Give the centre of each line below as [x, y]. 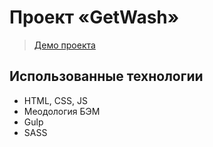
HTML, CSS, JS [55, 100]
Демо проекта [64, 45]
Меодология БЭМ [62, 111]
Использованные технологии [106, 76]
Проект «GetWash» [94, 17]
